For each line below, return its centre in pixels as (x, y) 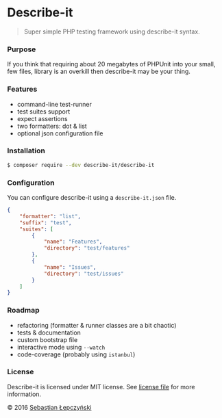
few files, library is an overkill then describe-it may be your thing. (99, 71)
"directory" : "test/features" (87, 248)
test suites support (44, 112)
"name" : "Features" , (73, 242)
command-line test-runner (54, 104)
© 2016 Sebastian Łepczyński (49, 407)
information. (24, 394)
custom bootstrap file (47, 339)
